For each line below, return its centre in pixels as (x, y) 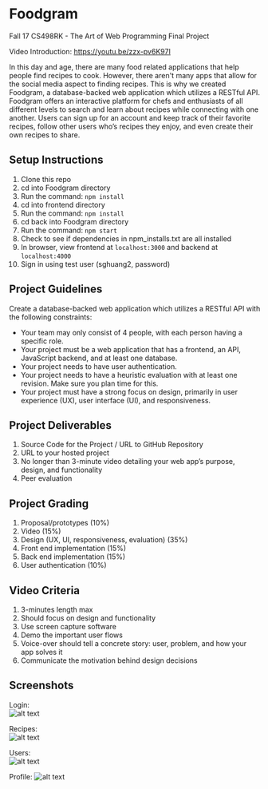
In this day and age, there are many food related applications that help (124, 67)
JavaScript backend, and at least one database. (99, 358)
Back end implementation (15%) (73, 557)
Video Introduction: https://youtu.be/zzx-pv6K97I (90, 51)
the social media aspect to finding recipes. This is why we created (118, 84)
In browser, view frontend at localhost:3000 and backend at (119, 247)
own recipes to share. (45, 135)
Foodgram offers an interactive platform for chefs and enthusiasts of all (126, 101)
